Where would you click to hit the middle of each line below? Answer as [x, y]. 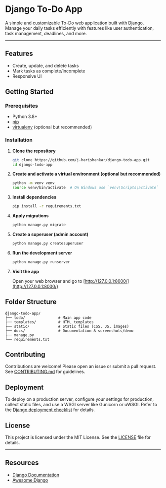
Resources [22, 463]
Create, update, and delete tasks [45, 65]
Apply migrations [30, 216]
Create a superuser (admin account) [50, 234]
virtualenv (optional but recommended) [52, 127]
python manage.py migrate [39, 225]
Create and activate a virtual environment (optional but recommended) [86, 174]
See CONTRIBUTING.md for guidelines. [45, 372]
